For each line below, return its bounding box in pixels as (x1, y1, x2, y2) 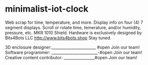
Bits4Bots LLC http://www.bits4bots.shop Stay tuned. (5, 35, 112, 41)
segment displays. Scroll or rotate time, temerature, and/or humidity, (5, 24, 141, 30)
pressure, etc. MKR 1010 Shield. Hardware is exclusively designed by (5, 30, 142, 35)
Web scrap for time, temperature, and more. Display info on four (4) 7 (5, 19, 144, 25)
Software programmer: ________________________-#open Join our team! (5, 49, 143, 55)
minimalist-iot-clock (5, 3, 89, 15)
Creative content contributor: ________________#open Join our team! (5, 54, 138, 60)
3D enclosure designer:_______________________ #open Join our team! (5, 44, 140, 50)
